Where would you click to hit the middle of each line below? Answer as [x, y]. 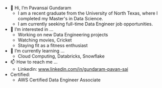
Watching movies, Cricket [45, 40]
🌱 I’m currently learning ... [37, 51]
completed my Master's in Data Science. [60, 18]
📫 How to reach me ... [34, 62]
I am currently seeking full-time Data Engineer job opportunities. [85, 24]
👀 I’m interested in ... [32, 29]
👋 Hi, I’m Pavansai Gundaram [41, 8]
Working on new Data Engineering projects [63, 35]
